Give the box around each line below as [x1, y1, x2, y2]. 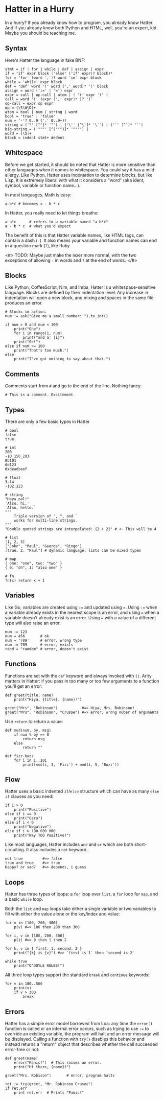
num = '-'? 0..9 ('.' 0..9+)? [5, 118, 67, 123]
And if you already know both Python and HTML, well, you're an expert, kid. [5, 24, 158, 30]
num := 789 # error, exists [5, 642, 73, 647]
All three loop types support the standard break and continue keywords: [5, 972, 150, 978]
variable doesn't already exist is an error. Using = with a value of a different [5, 614, 156, 620]
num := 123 [5, 629, 27, 634]
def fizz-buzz [5, 753, 34, 758]
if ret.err [5, 1086, 27, 1091]
